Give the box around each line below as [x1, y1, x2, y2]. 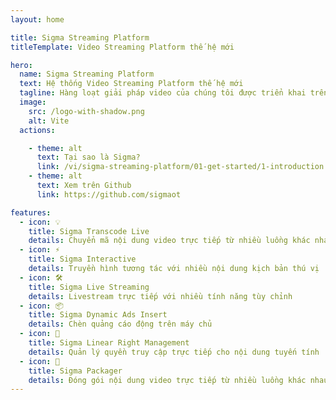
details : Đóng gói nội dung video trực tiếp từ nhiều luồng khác [28, 375, 307, 385]
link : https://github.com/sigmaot [36, 189, 182, 200]
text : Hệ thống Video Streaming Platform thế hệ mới [19, 79, 244, 89]
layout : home [10, 14, 65, 25]
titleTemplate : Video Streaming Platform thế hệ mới [10, 42, 235, 52]
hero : [10, 60, 33, 70]
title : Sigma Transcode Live [28, 226, 150, 236]
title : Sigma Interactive [28, 254, 137, 265]
